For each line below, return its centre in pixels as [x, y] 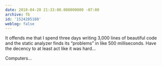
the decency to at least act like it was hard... [50, 48]
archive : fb [17, 14]
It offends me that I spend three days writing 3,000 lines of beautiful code [81, 38]
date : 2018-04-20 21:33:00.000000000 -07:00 [52, 10]
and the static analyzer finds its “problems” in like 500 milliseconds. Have [81, 43]
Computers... [19, 58]
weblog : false [20, 24]
